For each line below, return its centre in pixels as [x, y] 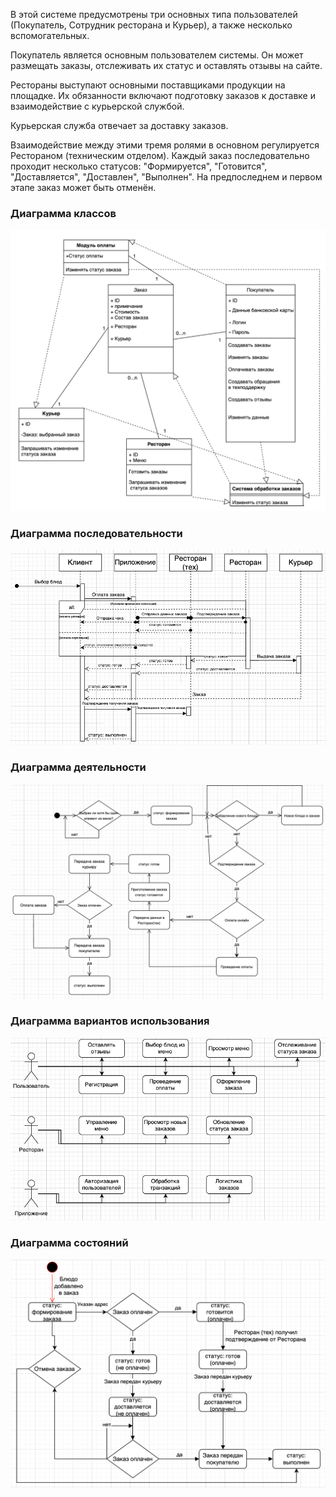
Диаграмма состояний [69, 1243]
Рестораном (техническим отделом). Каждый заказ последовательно [160, 155]
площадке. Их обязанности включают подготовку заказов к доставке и [163, 95]
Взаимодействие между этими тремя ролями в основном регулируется [165, 145]
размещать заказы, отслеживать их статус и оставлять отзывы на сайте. [166, 65]
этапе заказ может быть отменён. [83, 187]
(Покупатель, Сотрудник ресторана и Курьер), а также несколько [151, 25]
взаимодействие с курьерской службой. [97, 106]
